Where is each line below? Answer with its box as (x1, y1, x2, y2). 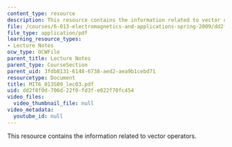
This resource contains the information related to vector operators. (7, 132, 197, 140)
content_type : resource (7, 10, 76, 17)
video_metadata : (7, 106, 54, 113)
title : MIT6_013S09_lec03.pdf (7, 81, 95, 88)
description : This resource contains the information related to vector (7, 17, 221, 23)
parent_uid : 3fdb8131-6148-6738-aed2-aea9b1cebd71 (7, 68, 156, 75)
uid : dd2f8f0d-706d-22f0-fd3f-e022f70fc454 (7, 87, 135, 94)
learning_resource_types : (7, 36, 81, 43)
